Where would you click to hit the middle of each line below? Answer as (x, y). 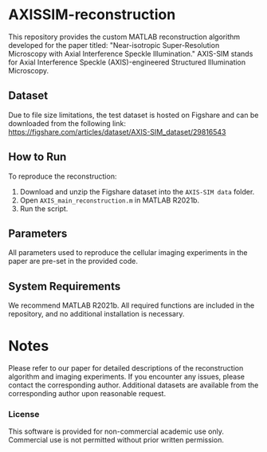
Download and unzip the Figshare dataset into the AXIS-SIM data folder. (137, 191)
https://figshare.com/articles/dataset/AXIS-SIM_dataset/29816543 (117, 132)
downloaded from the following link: (67, 123)
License (24, 415)
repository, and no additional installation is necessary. (96, 314)
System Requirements (65, 286)
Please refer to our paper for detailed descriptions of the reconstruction (126, 368)
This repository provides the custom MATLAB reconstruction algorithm (124, 37)
